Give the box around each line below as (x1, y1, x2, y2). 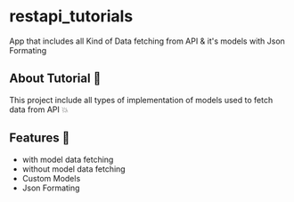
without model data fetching (21, 163, 127, 174)
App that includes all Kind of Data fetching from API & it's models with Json (9, 36, 285, 46)
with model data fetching (21, 154, 114, 165)
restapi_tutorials (9, 6, 134, 27)
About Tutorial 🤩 (9, 71, 102, 86)
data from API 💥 (9, 104, 69, 115)
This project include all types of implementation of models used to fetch (9, 94, 274, 105)
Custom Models (21, 173, 81, 183)
